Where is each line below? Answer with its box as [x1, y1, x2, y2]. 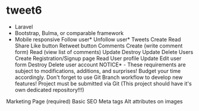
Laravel [14, 23, 33, 30]
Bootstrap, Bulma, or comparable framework [14, 29, 124, 36]
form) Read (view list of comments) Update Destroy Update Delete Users [14, 48, 194, 55]
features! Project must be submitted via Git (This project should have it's [14, 80, 192, 87]
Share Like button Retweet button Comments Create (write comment [14, 42, 183, 49]
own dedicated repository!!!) [14, 86, 84, 93]
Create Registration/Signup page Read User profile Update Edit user [14, 55, 182, 62]
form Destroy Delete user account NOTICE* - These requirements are [14, 61, 186, 68]
